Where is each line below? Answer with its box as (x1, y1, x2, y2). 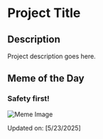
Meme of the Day (7, 72, 85, 84)
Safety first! (7, 94, 50, 104)
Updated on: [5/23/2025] (7, 123, 82, 132)
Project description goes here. (7, 52, 96, 60)
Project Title (7, 5, 81, 21)
